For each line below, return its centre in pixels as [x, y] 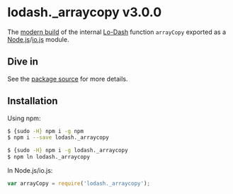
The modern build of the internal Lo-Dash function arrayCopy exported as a [117, 32]
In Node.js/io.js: [30, 171]
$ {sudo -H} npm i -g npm [45, 131]
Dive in [23, 62]
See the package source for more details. [68, 79]
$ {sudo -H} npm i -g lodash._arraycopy [68, 150]
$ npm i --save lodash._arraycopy [58, 138]
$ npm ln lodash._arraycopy [49, 157]
